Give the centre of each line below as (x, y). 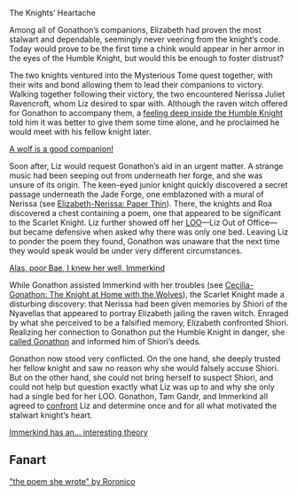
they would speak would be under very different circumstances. (126, 251)
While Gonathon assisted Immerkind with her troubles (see (116, 285)
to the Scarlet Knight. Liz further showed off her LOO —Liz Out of (127, 222)
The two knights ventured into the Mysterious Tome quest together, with (141, 75)
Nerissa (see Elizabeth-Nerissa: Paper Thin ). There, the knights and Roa (141, 204)
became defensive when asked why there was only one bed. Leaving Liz (156, 232)
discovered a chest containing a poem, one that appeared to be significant (145, 213)
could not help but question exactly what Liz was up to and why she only (142, 387)
